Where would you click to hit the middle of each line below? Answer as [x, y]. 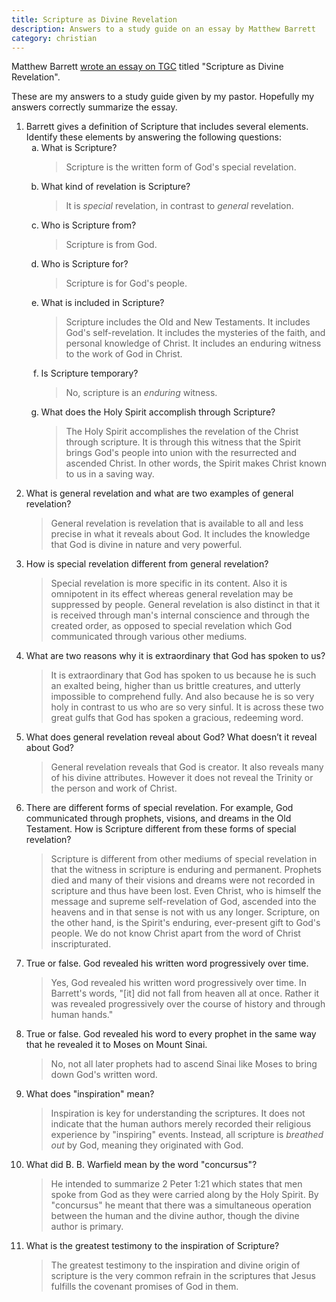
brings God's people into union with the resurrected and [181, 453]
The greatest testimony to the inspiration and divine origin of [175, 1265]
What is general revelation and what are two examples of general [159, 493]
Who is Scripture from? [88, 225]
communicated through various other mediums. [149, 637]
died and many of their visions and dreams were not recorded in [183, 880]
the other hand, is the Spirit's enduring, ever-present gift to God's [185, 923]
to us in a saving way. [110, 474]
